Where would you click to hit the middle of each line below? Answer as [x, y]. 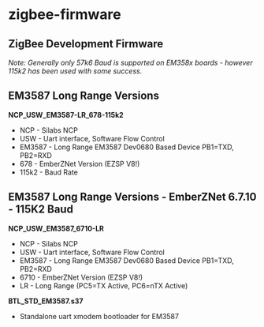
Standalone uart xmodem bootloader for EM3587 [99, 316]
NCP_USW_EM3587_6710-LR [56, 228]
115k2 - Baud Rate [49, 172]
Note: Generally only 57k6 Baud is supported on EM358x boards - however [131, 62]
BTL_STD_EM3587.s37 [46, 301]
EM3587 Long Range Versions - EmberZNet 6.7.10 [133, 197]
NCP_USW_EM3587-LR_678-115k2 [66, 115]
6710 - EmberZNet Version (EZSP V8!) [81, 277]
